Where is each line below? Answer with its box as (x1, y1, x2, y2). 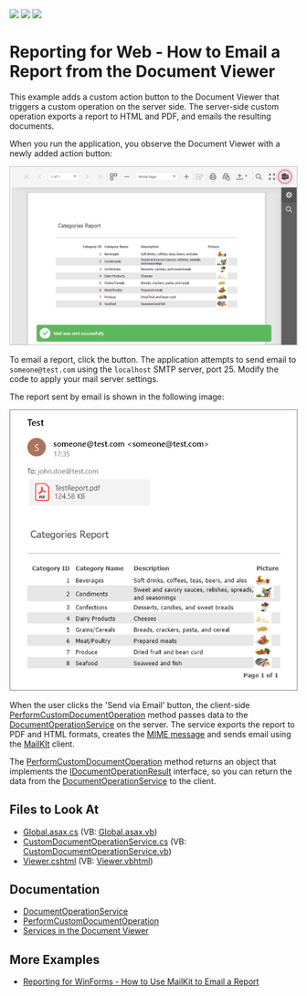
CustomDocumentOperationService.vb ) (22, 845, 172, 856)
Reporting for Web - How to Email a (9, 42, 281, 63)
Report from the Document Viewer (9, 61, 276, 82)
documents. (9, 120, 55, 132)
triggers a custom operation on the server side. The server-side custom (9, 101, 280, 111)
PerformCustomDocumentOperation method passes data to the (9, 709, 249, 720)
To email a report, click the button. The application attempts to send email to (9, 354, 297, 365)
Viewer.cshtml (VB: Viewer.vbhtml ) (22, 855, 153, 866)
